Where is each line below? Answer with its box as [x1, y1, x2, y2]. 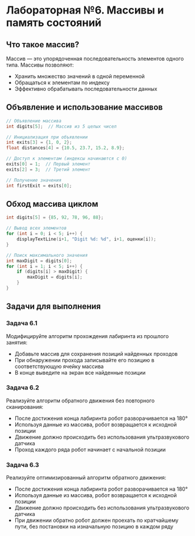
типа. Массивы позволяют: [6, 61, 75, 68]
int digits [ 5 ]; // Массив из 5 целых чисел [6, 123, 117, 130]
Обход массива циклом [6, 198, 99, 209]
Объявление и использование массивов [6, 102, 163, 113]
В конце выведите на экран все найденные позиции [14, 369, 146, 376]
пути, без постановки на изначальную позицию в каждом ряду [14, 523, 174, 530]
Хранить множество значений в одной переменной [14, 73, 145, 80]
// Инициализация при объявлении [6, 134, 88, 140]
